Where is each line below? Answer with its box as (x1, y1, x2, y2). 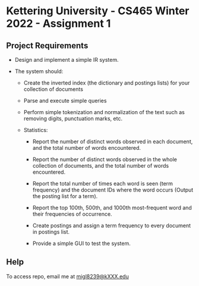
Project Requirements (6, 40, 89, 51)
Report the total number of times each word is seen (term (32, 180, 173, 187)
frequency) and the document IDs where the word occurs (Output (32, 186, 194, 193)
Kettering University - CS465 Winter (6, 4, 189, 18)
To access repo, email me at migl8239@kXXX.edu (6, 272, 129, 280)
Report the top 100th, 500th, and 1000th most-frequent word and (32, 204, 192, 211)
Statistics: (23, 127, 48, 133)
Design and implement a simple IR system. (14, 56, 119, 63)
